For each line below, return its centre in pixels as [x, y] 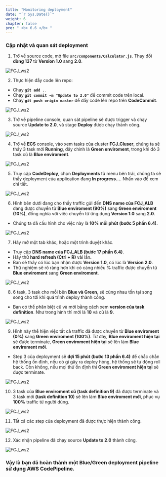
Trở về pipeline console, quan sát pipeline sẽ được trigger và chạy [80, 119]
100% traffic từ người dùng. [41, 402]
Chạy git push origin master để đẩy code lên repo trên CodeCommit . [85, 100]
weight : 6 [16, 19]
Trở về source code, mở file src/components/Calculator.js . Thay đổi [82, 56]
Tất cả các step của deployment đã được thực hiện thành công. [77, 421]
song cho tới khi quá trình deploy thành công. [59, 297]
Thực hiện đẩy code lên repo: [43, 80]
